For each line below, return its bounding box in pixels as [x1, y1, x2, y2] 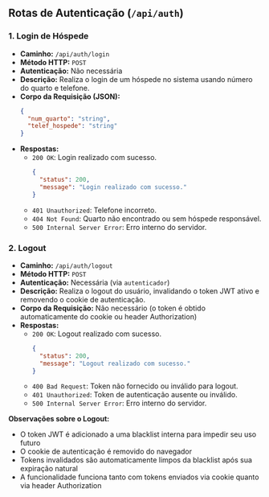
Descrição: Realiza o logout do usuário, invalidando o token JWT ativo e [19, 285, 259, 296]
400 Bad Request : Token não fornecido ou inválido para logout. [31, 381, 238, 391]
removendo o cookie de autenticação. [19, 294, 146, 304]
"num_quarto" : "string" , [27, 114, 111, 123]
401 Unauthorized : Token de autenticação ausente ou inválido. [31, 390, 238, 400]
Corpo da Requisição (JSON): [19, 92, 120, 101]
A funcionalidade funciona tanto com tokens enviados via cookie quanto [19, 472, 259, 482]
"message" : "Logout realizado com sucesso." [39, 359, 191, 368]
